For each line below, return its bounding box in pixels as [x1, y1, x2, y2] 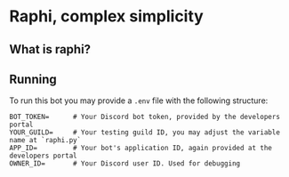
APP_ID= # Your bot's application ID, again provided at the [9, 144, 273, 153]
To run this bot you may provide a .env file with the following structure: [9, 95, 269, 106]
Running [9, 71, 58, 86]
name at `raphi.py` [9, 136, 82, 145]
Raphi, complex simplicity [9, 6, 205, 27]
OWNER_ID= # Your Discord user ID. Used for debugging [9, 159, 241, 168]
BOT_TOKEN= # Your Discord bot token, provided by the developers [9, 113, 280, 122]
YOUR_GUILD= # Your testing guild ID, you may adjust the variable [9, 128, 280, 137]
